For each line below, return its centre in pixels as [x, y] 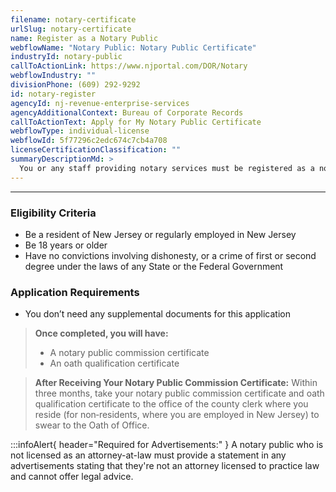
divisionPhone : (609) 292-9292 [75, 85]
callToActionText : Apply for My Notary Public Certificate [136, 122]
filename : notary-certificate [73, 19]
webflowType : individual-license [80, 131]
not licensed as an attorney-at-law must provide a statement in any [148, 455]
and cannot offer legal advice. [72, 477]
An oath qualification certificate [114, 363]
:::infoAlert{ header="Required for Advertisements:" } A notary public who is [167, 445]
